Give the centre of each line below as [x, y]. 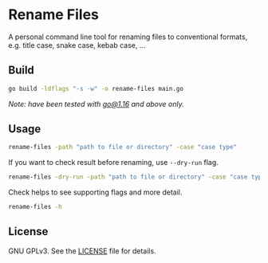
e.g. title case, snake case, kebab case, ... [77, 45]
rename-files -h [35, 207]
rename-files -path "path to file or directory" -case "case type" [123, 147]
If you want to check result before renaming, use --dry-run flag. [114, 163]
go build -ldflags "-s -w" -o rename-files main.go [96, 88]
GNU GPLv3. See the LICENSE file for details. [83, 251]
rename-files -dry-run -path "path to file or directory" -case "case [128, 177]
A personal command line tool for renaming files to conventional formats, [128, 37]
